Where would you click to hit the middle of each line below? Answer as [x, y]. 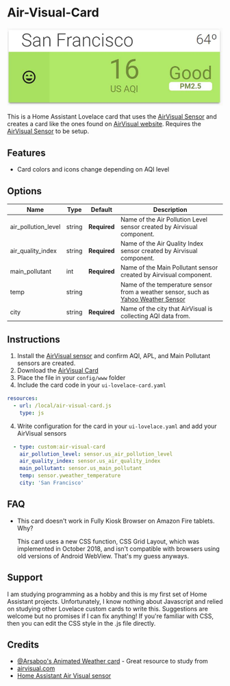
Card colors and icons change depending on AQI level [93, 169]
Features [26, 153]
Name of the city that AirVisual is [167, 308]
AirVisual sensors [42, 433]
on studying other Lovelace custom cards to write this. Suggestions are [108, 608]
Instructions [34, 339]
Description [170, 209]
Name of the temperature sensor [167, 284]
